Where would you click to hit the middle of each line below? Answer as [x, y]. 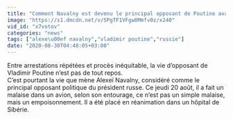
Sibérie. [18, 109]
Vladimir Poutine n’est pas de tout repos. [65, 73]
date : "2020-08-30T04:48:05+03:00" [59, 46]
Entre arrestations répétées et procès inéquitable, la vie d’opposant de [107, 65]
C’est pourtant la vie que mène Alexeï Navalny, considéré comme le [103, 80]
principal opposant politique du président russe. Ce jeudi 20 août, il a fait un [115, 88]
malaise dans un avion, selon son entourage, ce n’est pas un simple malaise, [116, 95]
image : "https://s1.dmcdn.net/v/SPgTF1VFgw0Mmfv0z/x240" [91, 20]
